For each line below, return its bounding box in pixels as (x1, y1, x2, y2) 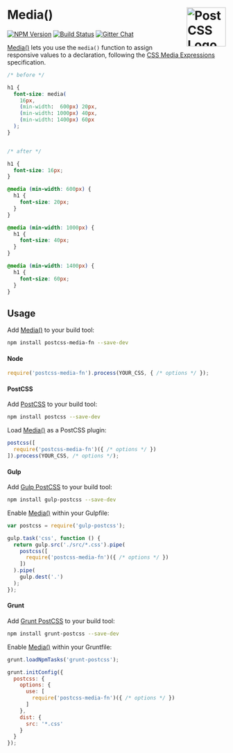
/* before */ (7, 71, 45, 78)
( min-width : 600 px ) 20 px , (19, 103, 98, 110)
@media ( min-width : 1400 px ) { (7, 262, 95, 270)
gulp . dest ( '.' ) (19, 573, 64, 581)
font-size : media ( (13, 90, 67, 97)
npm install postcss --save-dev (7, 414, 101, 421)
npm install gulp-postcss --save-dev (7, 496, 116, 503)
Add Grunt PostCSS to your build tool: (7, 616, 115, 625)
